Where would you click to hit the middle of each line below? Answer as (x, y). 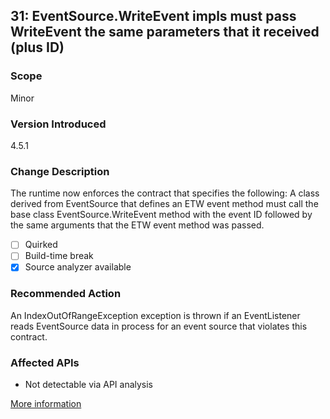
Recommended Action (66, 294)
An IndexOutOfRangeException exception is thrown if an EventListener (155, 315)
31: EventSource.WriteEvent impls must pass (153, 16)
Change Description (60, 171)
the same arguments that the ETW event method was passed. (137, 225)
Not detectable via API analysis (89, 385)
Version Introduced (58, 124)
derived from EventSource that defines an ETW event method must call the (164, 204)
